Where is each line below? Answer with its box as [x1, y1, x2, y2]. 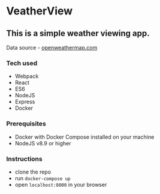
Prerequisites [6, 120, 46, 128]
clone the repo [14, 168, 52, 175]
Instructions [6, 154, 43, 163]
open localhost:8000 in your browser [14, 181, 107, 188]
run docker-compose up [14, 174, 71, 181]
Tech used [6, 59, 38, 67]
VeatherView [6, 4, 73, 18]
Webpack [14, 73, 39, 80]
